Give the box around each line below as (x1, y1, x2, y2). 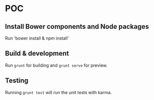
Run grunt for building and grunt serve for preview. (5, 62, 108, 68)
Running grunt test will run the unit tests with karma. (5, 89, 112, 95)
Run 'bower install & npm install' (5, 35, 69, 41)
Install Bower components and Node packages (5, 22, 149, 31)
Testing (5, 77, 29, 85)
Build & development (5, 49, 69, 58)
